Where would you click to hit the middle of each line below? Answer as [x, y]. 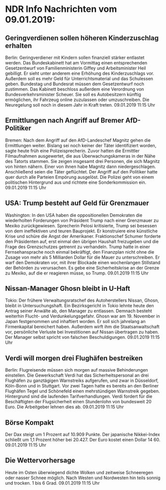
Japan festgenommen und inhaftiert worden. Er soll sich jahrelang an [76, 322]
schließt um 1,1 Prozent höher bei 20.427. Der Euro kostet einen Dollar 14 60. [83, 440]
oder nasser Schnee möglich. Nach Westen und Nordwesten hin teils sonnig [83, 478]
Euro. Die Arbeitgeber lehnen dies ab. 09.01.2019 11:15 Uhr [64, 407]
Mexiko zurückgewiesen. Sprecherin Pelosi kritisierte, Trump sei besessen [81, 225]
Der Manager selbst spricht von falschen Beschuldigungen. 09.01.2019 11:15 [83, 337]
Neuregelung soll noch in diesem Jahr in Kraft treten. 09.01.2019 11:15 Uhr [80, 105]
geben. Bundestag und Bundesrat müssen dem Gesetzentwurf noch [75, 84]
